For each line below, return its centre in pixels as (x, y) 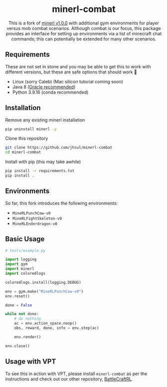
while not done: (22, 314)
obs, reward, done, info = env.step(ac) (57, 328)
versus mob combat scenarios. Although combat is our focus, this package (84, 28)
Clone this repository (27, 139)
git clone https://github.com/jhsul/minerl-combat (59, 148)
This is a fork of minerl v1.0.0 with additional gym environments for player (84, 23)
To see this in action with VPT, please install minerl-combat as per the (76, 374)
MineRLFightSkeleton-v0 (37, 218)
